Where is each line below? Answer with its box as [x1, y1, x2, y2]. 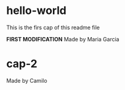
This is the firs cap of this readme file [6, 24, 100, 31]
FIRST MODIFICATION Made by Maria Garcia [6, 35, 120, 43]
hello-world [6, 4, 67, 18]
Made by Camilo [6, 77, 48, 84]
